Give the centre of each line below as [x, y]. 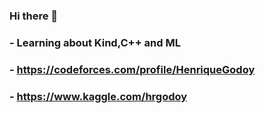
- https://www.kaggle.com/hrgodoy [98, 96]
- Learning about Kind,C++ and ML [95, 42]
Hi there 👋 [34, 16]
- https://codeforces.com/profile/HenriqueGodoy [132, 69]
